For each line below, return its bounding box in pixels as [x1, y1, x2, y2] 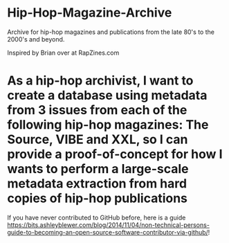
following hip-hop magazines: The [7, 117, 209, 133]
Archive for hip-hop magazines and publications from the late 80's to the [7, 28, 214, 36]
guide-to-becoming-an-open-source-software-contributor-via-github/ [7, 228, 209, 236]
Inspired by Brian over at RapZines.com [7, 48, 120, 57]
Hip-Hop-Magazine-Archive [7, 5, 172, 21]
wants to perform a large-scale [7, 161, 189, 177]
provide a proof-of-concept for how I [7, 147, 223, 162]
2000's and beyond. [7, 35, 65, 43]
